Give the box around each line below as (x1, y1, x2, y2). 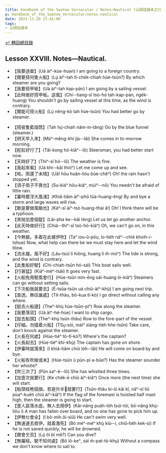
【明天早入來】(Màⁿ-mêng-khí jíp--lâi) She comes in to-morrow (12, 135, 142, 141)
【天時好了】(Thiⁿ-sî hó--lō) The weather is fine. (12, 158, 111, 164)
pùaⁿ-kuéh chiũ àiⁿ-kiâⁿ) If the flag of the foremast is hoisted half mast (12, 391, 156, 397)
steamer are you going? (12, 79, 61, 85)
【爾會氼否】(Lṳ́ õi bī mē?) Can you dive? (12, 431, 96, 437)
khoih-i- (135, 234, 152, 240)
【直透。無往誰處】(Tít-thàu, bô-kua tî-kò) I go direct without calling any (12, 292, 160, 298)
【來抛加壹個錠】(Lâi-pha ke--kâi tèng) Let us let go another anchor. (12, 216, 152, 222)
